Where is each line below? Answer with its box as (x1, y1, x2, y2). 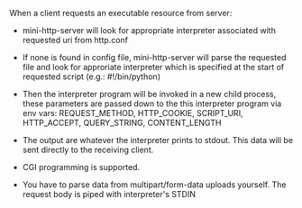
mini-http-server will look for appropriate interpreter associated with (22, 25, 277, 35)
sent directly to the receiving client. (22, 144, 154, 155)
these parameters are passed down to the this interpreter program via (22, 98, 282, 109)
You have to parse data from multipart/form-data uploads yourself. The (22, 179, 287, 190)
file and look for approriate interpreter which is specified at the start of (22, 62, 285, 72)
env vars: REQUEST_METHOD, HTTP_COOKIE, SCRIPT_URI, (22, 108, 243, 118)
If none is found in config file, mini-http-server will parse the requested (22, 52, 287, 62)
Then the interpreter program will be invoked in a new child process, (22, 89, 277, 99)
